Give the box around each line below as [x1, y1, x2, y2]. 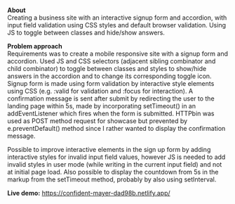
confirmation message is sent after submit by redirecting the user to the [7, 94, 215, 103]
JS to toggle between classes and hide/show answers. [7, 28, 165, 37]
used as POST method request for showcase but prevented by [7, 117, 188, 125]
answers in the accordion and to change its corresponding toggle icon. [7, 72, 212, 80]
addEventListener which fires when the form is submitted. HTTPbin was [7, 109, 215, 117]
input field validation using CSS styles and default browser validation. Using [7, 21, 227, 29]
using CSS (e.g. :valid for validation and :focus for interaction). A [7, 87, 194, 95]
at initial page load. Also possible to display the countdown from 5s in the [7, 168, 219, 176]
